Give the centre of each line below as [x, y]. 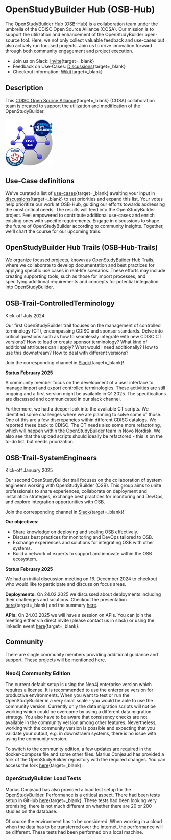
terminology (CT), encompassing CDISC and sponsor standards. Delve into [84, 331]
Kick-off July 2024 [25, 316]
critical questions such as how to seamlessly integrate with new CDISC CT [83, 337]
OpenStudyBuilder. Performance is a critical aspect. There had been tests [83, 795]
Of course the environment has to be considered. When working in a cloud [84, 822]
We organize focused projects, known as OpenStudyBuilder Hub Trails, [80, 260]
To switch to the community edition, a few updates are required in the [78, 749]
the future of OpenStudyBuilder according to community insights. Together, [85, 226]
